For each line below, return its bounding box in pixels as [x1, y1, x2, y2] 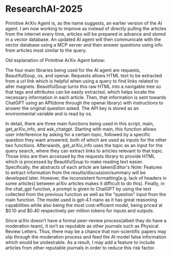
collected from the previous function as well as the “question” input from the [5, 191, 166, 197]
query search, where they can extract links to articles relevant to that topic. [5, 147, 164, 154]
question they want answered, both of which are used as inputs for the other [5, 137, 167, 143]
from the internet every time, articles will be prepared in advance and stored [5, 31, 166, 37]
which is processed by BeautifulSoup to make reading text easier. [5, 158, 143, 164]
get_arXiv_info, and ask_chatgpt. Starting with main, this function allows [5, 126, 157, 132]
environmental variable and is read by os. [5, 111, 93, 117]
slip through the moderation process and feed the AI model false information [5, 233, 167, 240]
